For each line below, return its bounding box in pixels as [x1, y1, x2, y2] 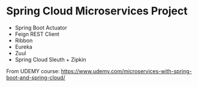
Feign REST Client [14, 30, 60, 37]
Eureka [14, 43, 33, 50]
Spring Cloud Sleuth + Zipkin [14, 56, 86, 63]
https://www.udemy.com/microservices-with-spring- [61, 67, 192, 74]
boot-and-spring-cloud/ [6, 74, 65, 81]
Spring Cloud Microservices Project [6, 4, 188, 18]
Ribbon [14, 37, 33, 44]
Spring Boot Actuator [14, 24, 67, 31]
